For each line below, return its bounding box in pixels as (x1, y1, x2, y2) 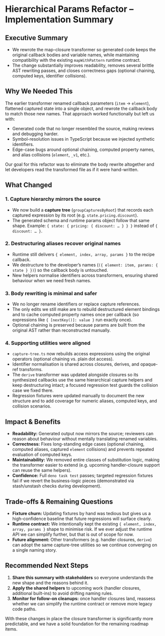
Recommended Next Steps (5, 561, 89, 570)
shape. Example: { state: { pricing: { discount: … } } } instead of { (12, 223, 158, 228)
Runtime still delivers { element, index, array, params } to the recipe (12, 251, 155, 257)
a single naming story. (12, 547, 57, 553)
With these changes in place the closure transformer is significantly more (5, 615, 153, 621)
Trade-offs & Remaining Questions (5, 497, 113, 506)
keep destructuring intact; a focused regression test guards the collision (12, 382, 158, 388)
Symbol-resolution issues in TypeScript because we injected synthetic (12, 136, 155, 142)
